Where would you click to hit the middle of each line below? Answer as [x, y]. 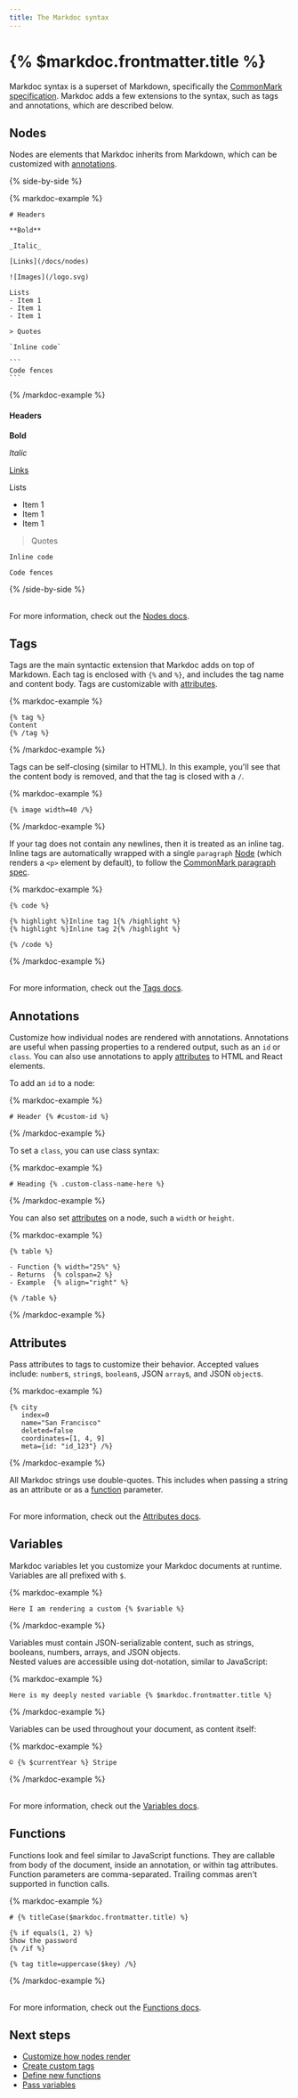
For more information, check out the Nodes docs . [99, 616]
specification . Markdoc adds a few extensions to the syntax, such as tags [144, 95]
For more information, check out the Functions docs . [105, 2007]
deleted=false [47, 1431]
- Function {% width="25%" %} [65, 1267]
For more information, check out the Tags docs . [97, 988]
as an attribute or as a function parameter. [86, 1490]
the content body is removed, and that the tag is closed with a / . [127, 777]
